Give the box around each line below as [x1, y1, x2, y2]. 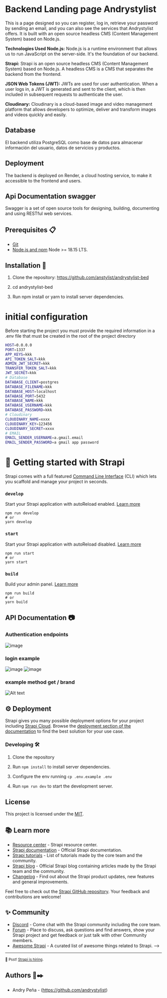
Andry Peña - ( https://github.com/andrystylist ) [12, 987, 108, 993]
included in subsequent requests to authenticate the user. [5, 91, 123, 97]
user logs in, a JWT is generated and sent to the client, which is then [5, 86, 146, 92]
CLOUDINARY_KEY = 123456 [5, 421, 52, 426]
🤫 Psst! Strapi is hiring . [5, 957, 44, 962]
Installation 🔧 [5, 261, 47, 270]
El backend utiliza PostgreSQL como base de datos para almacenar [5, 139, 143, 145]
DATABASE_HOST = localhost [5, 389, 57, 394]
